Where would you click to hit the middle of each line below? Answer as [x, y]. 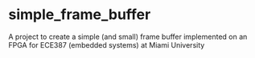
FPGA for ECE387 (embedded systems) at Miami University [107, 44]
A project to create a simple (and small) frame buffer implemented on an [128, 37]
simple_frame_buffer [80, 15]
